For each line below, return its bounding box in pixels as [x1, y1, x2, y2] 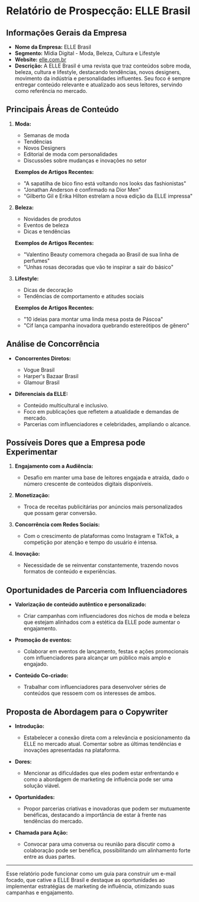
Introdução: [14, 723, 44, 730]
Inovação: [14, 550, 40, 558]
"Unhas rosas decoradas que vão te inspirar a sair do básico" [23, 263, 174, 270]
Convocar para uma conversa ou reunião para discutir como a [23, 840, 175, 848]
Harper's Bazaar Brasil [23, 372, 79, 379]
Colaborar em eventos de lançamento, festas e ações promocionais [23, 648, 189, 655]
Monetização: [14, 492, 50, 499]
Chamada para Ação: [14, 829, 68, 836]
